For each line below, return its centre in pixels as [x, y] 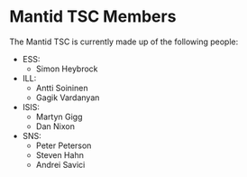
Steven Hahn [59, 154]
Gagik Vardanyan [68, 98]
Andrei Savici [60, 164]
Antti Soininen [62, 88]
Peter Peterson [64, 145]
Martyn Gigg [59, 116]
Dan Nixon [55, 126]
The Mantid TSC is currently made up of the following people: [124, 42]
